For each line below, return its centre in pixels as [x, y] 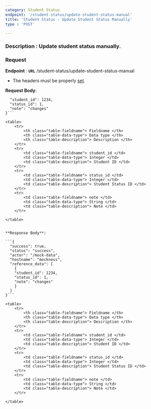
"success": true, [28, 247]
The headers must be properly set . [49, 81]
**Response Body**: [26, 233]
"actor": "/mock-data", [35, 255]
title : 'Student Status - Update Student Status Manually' [69, 19]
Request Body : [21, 91]
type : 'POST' [20, 24]
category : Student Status [32, 10]
